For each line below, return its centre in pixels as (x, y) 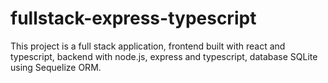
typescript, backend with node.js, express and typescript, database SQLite (164, 56)
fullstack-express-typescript (133, 18)
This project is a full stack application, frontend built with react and (148, 46)
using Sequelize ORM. (56, 67)
